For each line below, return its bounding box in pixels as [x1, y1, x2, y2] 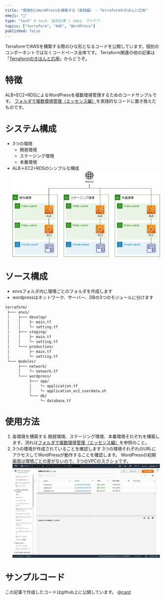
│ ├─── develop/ [7, 315, 48, 319]
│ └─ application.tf [29, 383, 78, 388]
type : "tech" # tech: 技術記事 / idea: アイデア [5, 18, 101, 23]
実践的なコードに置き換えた [100, 98, 157, 104]
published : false [5, 29, 41, 34]
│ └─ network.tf [18, 369, 58, 374]
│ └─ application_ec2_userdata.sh [29, 388, 107, 393]
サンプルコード [5, 572, 65, 583]
